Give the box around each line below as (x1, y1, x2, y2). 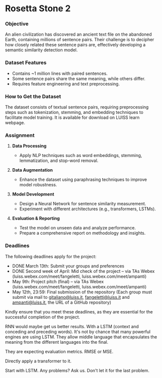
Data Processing (12, 143, 47, 149)
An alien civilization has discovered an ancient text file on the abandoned (5, 31, 152, 37)
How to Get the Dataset (5, 93, 61, 100)
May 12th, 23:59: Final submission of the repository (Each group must (12, 289, 152, 295)
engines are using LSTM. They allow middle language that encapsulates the (5, 334, 158, 340)
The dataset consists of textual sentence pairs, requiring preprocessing (5, 104, 149, 110)
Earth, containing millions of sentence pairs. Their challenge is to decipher (5, 37, 155, 43)
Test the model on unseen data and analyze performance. (19, 225, 136, 231)
